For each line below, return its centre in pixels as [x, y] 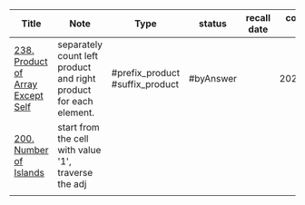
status [212, 24]
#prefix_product [145, 73]
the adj [72, 184]
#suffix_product [145, 84]
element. [76, 112]
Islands [30, 173]
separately [80, 44]
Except [29, 96]
